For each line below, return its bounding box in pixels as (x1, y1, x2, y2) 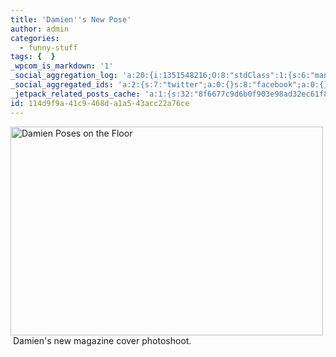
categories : (10, 33, 60, 43)
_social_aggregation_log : (10, 71, 118, 81)
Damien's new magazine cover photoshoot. (12, 334, 192, 346)
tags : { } (10, 52, 56, 62)
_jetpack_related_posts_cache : (10, 89, 141, 99)
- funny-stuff (19, 42, 78, 53)
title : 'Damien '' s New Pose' (10, 14, 132, 25)
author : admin (10, 24, 70, 34)
